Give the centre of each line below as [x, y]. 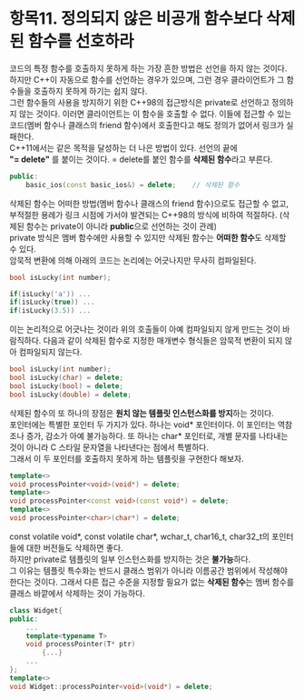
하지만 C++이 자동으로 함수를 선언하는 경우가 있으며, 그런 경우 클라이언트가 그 [147, 79]
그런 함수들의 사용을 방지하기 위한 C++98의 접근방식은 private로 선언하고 [140, 102]
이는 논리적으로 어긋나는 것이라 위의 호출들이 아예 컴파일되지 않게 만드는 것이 [145, 329]
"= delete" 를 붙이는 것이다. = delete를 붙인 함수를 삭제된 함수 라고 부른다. [141, 159]
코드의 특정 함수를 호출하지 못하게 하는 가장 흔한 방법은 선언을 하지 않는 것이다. [148, 68]
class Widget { [36, 610]
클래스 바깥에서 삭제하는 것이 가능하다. [77, 593]
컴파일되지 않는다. [50, 352]
